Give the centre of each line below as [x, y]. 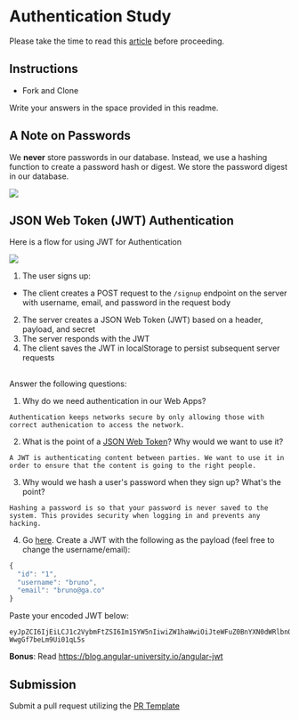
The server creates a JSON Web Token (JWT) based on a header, [142, 320]
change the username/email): [76, 549]
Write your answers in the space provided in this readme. [114, 108]
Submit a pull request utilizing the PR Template [95, 706]
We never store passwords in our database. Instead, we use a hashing [138, 157]
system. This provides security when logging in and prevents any [135, 515]
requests [38, 358]
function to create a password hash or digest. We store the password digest [148, 166]
